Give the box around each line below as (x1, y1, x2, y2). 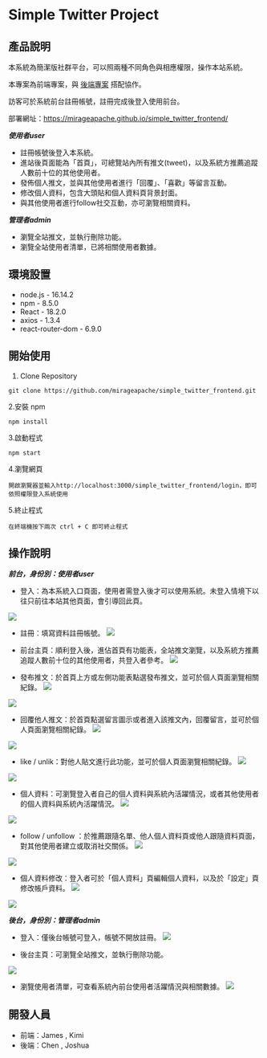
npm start (8, 448, 42, 457)
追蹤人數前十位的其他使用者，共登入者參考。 (19, 656, 168, 665)
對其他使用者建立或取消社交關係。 (19, 841, 133, 851)
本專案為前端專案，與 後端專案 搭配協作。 (8, 80, 146, 89)
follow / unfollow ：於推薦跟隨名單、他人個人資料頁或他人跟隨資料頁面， (19, 831, 260, 841)
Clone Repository (19, 371, 78, 381)
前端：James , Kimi (19, 1031, 84, 1040)
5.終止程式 (8, 504, 42, 515)
